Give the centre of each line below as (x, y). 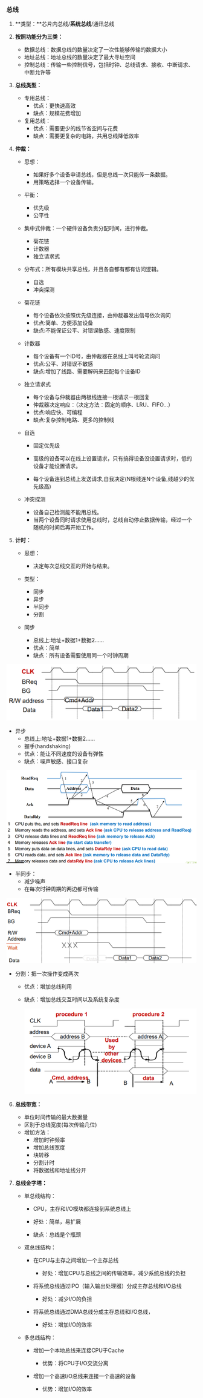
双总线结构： (40, 1247)
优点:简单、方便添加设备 (63, 323)
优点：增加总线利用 (48, 986)
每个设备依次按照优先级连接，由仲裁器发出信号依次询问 (102, 316)
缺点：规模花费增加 (57, 113)
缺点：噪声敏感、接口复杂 (56, 761)
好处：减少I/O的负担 (67, 1299)
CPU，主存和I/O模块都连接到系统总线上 (82, 1209)
